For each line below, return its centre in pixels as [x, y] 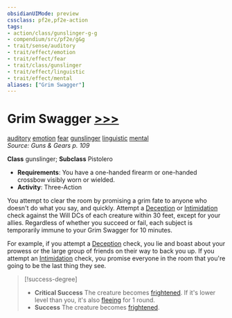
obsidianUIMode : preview [43, 14]
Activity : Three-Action [50, 187]
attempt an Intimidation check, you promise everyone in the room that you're [116, 258]
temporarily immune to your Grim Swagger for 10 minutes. [90, 231]
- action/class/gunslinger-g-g [52, 33]
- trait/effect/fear [37, 59]
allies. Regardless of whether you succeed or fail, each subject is [100, 223]
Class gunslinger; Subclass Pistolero [60, 159]
